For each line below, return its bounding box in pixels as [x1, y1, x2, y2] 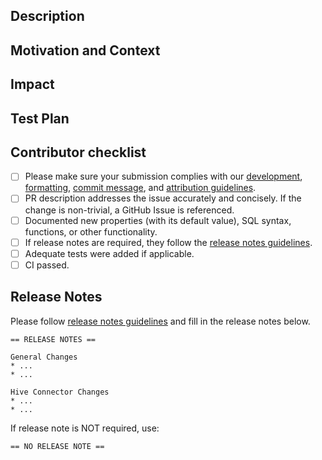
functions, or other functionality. [24, 225, 158, 238]
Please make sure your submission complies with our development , [24, 170, 303, 183]
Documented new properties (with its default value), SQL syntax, [24, 214, 292, 226]
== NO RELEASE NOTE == [10, 441, 105, 451]
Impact [10, 76, 55, 93]
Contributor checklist [10, 144, 147, 161]
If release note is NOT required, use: [10, 422, 160, 434]
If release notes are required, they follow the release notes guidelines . [24, 236, 313, 248]
